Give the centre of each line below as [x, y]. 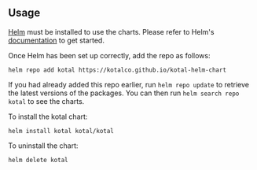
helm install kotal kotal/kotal [61, 131]
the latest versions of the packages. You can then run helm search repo [124, 93]
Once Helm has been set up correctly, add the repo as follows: [109, 55]
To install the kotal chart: [48, 116]
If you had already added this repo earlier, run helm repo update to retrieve [129, 84]
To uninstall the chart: [43, 146]
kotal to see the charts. [46, 101]
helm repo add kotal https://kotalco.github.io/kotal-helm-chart [117, 70]
